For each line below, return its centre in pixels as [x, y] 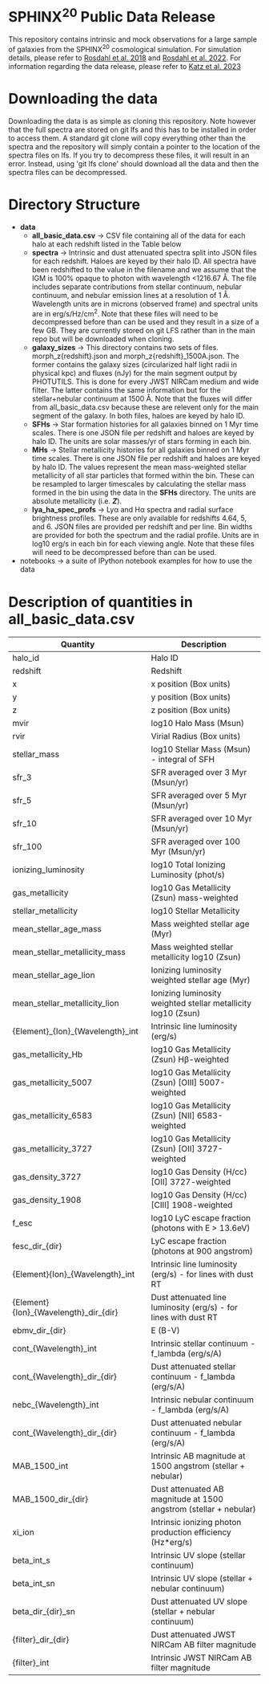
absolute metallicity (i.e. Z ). [77, 501]
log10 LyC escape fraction [201, 1218]
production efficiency [191, 1532]
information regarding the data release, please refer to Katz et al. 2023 [125, 66]
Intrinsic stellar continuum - [203, 1344]
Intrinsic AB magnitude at [198, 1456]
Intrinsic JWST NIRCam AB [201, 1657]
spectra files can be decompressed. [68, 172]
